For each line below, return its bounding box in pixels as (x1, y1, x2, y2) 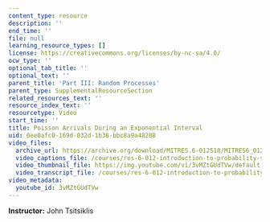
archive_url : (15, 146, 59, 154)
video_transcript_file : (15, 169, 95, 177)
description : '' (8, 19, 63, 27)
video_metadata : (8, 176, 63, 185)
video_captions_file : (15, 154, 88, 162)
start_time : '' (8, 117, 59, 125)
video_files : (8, 138, 52, 147)
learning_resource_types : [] (8, 42, 106, 50)
